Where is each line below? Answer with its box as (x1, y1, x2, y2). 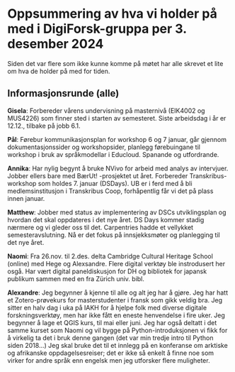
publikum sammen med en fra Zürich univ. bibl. (7, 274, 145, 283)
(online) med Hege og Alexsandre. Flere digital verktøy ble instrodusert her (7, 259, 225, 268)
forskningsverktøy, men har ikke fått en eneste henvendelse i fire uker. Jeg (7, 311, 225, 319)
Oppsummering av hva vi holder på (7, 6, 217, 22)
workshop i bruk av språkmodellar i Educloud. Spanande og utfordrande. (7, 150, 219, 158)
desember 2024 (7, 36, 104, 52)
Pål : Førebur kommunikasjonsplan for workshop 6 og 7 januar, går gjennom (7, 135, 227, 143)
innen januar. (7, 194, 45, 202)
